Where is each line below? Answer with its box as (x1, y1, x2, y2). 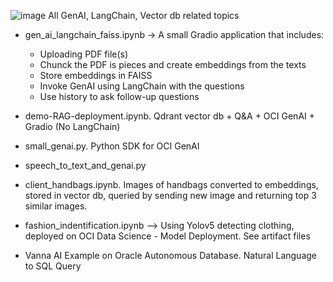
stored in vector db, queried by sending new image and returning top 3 (24, 190, 317, 201)
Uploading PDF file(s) (39, 48, 129, 60)
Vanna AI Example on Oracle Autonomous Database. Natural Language (24, 250, 318, 261)
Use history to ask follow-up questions (39, 91, 200, 102)
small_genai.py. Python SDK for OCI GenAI (24, 140, 200, 152)
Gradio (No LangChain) (24, 121, 121, 132)
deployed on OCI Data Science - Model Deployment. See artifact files (24, 230, 311, 242)
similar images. (24, 200, 88, 212)
